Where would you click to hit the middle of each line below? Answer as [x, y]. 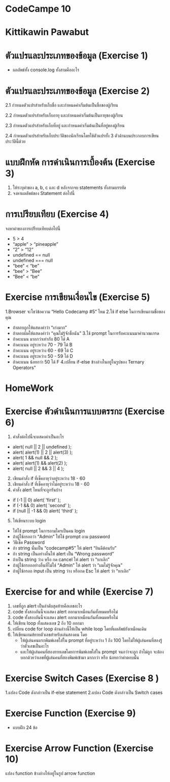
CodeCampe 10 [38, 9]
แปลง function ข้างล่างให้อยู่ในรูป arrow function [50, 773]
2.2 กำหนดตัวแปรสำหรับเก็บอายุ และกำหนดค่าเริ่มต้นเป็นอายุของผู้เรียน [64, 116]
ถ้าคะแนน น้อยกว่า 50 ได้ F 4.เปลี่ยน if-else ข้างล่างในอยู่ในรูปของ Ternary [78, 362]
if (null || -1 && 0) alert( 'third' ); [45, 511]
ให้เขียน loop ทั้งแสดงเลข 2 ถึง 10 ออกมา [48, 623]
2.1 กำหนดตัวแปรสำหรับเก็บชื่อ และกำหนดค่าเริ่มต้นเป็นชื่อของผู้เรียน [62, 105]
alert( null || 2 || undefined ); [42, 447]
